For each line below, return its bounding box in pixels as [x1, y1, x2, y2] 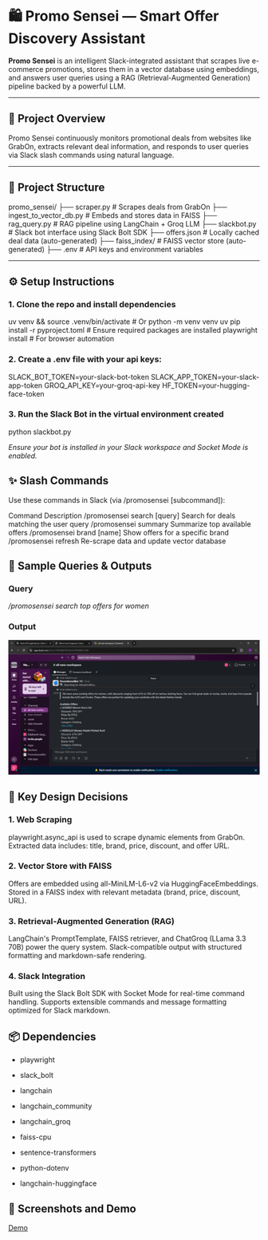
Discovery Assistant [8, 30, 146, 48]
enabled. [8, 451, 37, 460]
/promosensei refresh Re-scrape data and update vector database [8, 536, 227, 546]
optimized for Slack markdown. [8, 1005, 111, 1015]
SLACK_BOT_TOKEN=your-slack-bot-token [8, 372, 150, 381]
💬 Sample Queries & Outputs [8, 559, 152, 573]
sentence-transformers [19, 1147, 97, 1158]
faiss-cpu [19, 1132, 52, 1142]
